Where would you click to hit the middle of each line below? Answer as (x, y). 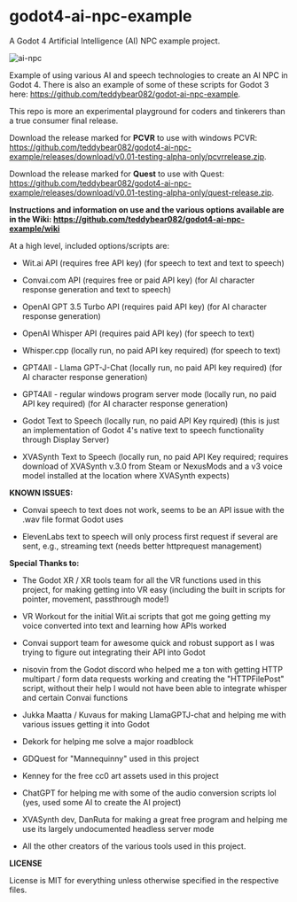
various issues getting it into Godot (86, 724)
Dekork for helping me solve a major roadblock (108, 741)
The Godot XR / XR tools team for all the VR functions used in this (141, 580)
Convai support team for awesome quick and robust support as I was (148, 642)
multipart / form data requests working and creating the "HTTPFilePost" (153, 679)
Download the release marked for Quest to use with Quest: (117, 174)
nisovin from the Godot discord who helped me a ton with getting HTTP (152, 669)
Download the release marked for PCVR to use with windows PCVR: (133, 137)
